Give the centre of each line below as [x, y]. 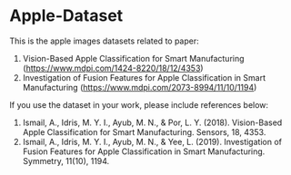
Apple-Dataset [66, 16]
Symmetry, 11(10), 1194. [66, 160]
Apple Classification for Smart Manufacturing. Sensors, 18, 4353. [144, 131]
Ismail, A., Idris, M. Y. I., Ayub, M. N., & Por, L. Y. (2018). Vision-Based [152, 122]
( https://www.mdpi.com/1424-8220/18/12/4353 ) [113, 68]
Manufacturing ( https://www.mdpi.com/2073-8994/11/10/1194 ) [140, 87]
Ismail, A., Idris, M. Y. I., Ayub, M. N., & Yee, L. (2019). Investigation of [152, 141]
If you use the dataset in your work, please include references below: [139, 104]
